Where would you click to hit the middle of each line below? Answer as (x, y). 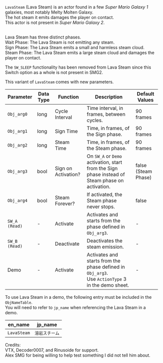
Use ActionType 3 (107, 279)
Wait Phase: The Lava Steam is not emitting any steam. (60, 42)
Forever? (65, 204)
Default (145, 94)
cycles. (95, 120)
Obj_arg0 (17, 114)
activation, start (104, 162)
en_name (19, 325)
